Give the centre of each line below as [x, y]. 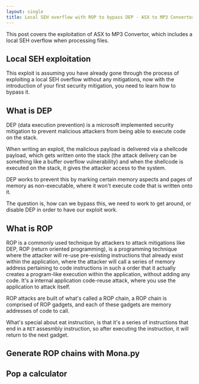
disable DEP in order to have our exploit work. [62, 210]
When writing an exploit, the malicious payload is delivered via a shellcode [97, 149]
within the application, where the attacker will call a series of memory [91, 261]
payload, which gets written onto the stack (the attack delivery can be [92, 155]
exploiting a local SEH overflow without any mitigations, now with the [90, 79]
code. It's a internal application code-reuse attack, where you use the [91, 280]
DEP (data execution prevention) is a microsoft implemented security [90, 125]
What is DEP [29, 111]
